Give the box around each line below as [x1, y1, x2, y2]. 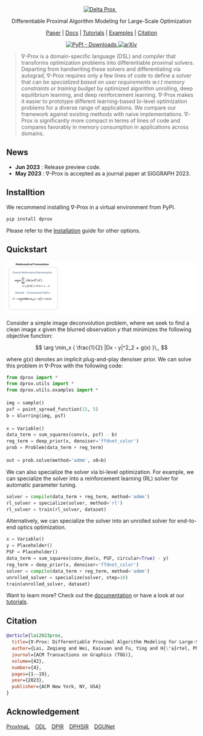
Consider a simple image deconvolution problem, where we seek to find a [6, 319, 190, 326]
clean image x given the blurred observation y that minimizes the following [6, 326, 192, 333]
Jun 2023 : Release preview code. [14, 163, 101, 171]
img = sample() [6, 400, 45, 406]
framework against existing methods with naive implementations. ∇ [21, 111, 188, 117]
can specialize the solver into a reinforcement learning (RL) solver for [6, 475, 179, 482]
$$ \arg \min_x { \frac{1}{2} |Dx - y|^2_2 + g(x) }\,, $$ [35, 344, 168, 351]
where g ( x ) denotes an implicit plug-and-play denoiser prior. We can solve [6, 355, 192, 363]
